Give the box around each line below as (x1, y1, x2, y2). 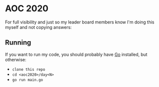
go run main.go (12, 77, 43, 82)
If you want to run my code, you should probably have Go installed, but (5, 51, 148, 57)
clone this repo (12, 67, 45, 72)
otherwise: (5, 57, 27, 63)
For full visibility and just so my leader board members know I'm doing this (5, 19, 155, 25)
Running (5, 39, 32, 47)
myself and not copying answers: (5, 24, 72, 30)
